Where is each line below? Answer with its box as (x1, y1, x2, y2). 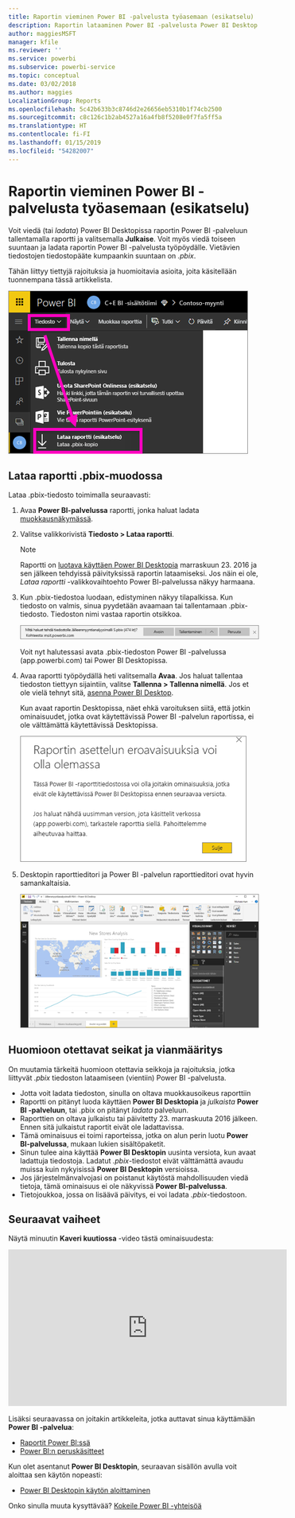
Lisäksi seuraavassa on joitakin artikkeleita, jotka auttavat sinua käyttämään (8, 1414, 256, 1423)
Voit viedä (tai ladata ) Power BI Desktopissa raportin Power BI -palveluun (8, 225, 248, 235)
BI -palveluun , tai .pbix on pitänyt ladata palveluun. (19, 1105, 189, 1115)
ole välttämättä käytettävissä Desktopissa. (19, 720, 158, 730)
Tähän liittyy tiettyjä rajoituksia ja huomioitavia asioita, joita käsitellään (8, 266, 237, 276)
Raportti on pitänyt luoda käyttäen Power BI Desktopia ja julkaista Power (19, 1097, 259, 1106)
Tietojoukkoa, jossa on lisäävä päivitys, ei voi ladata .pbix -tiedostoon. (19, 1190, 247, 1199)
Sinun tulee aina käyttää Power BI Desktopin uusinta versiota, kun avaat (19, 1147, 256, 1157)
